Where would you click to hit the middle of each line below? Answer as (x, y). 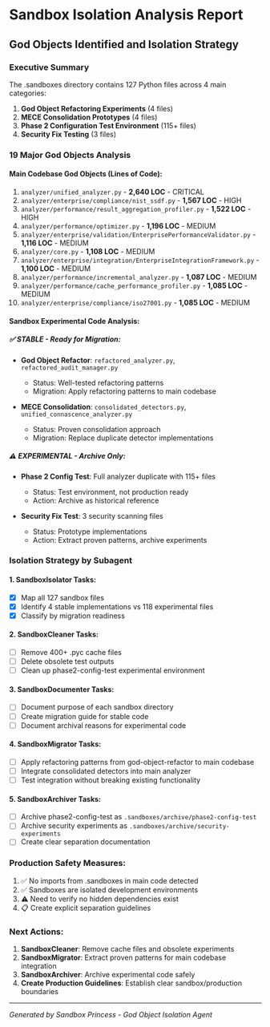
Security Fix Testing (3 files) (69, 134)
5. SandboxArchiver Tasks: (55, 799)
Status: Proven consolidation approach (97, 429)
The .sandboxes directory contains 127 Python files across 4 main (118, 84)
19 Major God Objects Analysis (70, 155)
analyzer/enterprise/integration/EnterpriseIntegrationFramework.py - (140, 260)
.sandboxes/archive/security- (179, 827)
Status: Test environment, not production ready (111, 491)
